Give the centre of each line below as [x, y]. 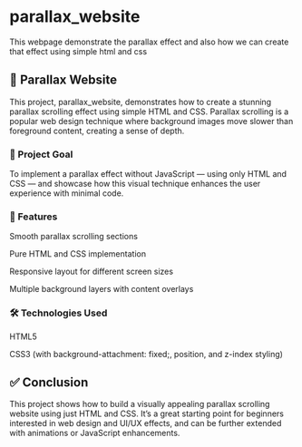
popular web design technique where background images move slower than [151, 121]
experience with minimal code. [67, 193]
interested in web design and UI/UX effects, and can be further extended [146, 423]
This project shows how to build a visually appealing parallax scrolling [140, 404]
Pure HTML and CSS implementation [78, 254]
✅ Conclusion [49, 383]
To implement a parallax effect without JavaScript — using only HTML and [148, 174]
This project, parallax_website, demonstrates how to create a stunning [141, 102]
